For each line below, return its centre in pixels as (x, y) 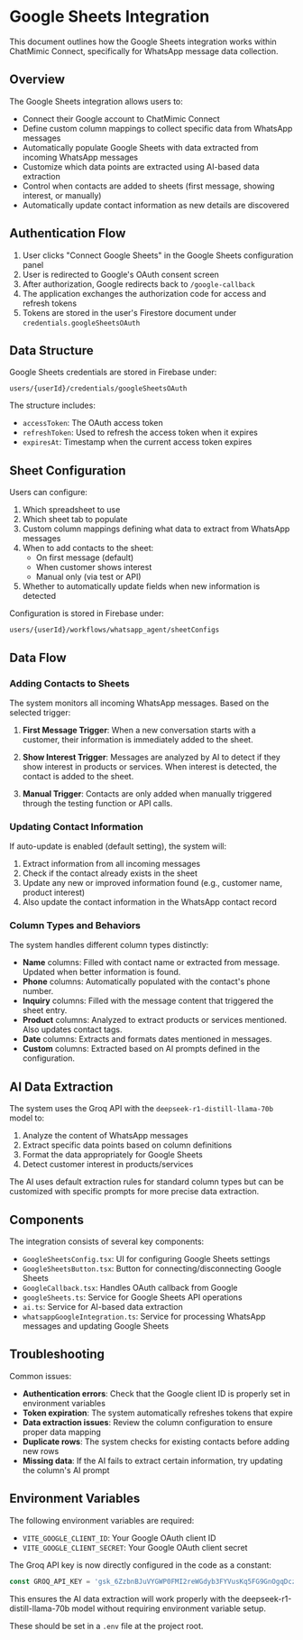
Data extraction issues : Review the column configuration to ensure (147, 1422)
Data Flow (38, 657)
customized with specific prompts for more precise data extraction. (134, 1192)
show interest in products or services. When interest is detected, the (150, 766)
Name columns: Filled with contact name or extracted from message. (151, 963)
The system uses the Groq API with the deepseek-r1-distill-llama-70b (141, 1109)
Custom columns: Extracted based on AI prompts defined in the (141, 1049)
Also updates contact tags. (72, 1029)
